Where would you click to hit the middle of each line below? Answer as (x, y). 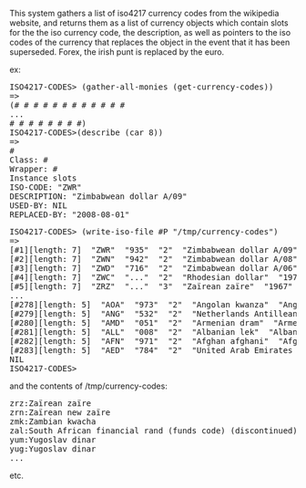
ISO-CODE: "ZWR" (46, 187)
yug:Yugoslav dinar (53, 449)
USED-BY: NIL (39, 206)
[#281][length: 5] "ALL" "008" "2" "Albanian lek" (134, 332)
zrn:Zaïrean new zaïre (60, 413)
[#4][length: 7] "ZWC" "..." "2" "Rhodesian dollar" (139, 277)
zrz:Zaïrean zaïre (51, 404)
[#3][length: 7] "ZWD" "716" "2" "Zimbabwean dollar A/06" (153, 268)
